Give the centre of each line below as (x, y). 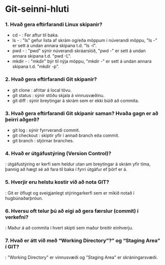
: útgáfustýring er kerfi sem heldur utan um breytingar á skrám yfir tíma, (78, 164)
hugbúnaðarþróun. (24, 198)
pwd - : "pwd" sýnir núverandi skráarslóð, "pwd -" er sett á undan (79, 51)
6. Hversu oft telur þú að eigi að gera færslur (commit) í (72, 211)
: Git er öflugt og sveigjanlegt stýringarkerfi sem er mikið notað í (70, 193)
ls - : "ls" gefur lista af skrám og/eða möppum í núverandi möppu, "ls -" (85, 40)
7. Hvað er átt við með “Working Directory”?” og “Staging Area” (83, 240)
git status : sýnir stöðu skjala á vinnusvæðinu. (58, 95)
